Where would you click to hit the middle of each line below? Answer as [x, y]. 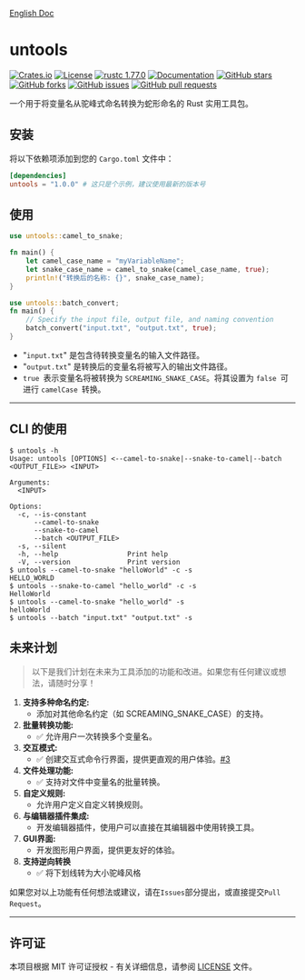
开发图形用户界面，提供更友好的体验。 [108, 850]
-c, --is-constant [53, 514]
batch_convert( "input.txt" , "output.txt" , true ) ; [122, 328]
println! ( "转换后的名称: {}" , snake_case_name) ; [115, 278]
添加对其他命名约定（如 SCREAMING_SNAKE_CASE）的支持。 [152, 714]
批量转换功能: [48, 725]
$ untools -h [34, 450]
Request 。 [28, 903]
